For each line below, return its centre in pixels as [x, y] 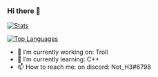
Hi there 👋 [24, 11]
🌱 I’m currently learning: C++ [58, 59]
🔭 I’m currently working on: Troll [62, 52]
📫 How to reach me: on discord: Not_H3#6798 [84, 67]
